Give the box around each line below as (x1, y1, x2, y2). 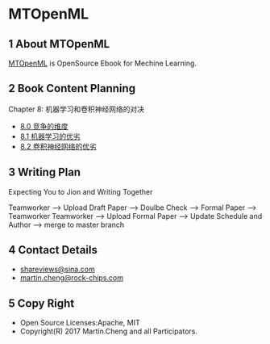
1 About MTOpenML (8, 37, 110, 51)
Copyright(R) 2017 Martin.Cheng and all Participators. (19, 326, 198, 336)
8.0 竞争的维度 (19, 121, 69, 131)
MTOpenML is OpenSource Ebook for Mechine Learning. (8, 58, 197, 68)
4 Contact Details (8, 243, 98, 257)
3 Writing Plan (8, 166, 81, 179)
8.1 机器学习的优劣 (19, 131, 81, 141)
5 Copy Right (8, 296, 75, 310)
